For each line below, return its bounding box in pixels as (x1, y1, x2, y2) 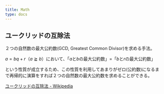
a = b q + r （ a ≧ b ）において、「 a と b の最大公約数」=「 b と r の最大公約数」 (5, 56, 156, 62)
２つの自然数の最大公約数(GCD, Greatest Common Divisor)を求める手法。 (5, 46, 155, 51)
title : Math (5, 7, 30, 12)
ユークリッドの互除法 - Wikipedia (5, 83, 73, 89)
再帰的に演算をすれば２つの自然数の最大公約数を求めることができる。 (9, 73, 152, 79)
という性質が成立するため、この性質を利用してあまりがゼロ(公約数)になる (5, 66, 156, 72)
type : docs (5, 12, 28, 17)
